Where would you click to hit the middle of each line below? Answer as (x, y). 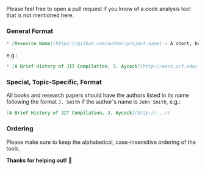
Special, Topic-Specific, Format (54, 82)
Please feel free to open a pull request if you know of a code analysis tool (99, 9)
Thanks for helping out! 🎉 (39, 160)
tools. (13, 148)
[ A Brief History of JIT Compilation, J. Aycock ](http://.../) (88, 113)
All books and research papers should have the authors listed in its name (98, 95)
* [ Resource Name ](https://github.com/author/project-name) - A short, (99, 44)
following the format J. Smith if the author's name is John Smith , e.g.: (94, 102)
